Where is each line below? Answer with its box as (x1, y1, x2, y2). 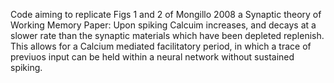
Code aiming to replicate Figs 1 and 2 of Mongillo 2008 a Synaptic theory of (10, 9, 322, 20)
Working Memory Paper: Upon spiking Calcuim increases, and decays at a (10, 19, 317, 31)
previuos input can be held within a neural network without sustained (10, 51, 295, 63)
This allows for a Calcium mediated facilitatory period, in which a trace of (10, 40, 312, 52)
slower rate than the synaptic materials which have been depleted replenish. (10, 30, 325, 41)
